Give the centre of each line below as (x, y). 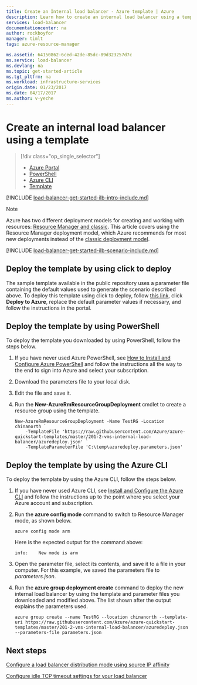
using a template (47, 140)
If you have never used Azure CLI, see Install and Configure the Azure (99, 491)
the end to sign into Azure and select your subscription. (81, 371)
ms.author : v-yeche (30, 99)
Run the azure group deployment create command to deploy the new (99, 588)
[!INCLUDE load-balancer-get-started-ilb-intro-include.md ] (78, 198)
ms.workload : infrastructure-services (53, 82)
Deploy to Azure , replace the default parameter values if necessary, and (94, 301)
